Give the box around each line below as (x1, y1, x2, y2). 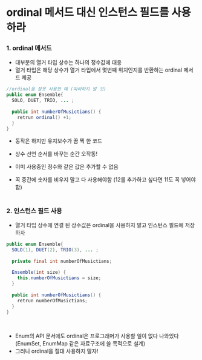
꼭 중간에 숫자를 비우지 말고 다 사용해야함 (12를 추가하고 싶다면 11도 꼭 (15, 176, 180, 183)
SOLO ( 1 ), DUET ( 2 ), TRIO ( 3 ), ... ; (11, 246, 99, 253)
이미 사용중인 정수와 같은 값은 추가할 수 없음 (15, 163, 119, 171)
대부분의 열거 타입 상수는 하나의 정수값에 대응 (15, 59, 122, 66)
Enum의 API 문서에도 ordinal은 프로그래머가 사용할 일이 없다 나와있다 (15, 332, 180, 340)
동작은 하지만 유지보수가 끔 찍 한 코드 (15, 137, 103, 144)
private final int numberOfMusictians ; (11, 258, 112, 264)
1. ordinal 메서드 (6, 44, 53, 52)
